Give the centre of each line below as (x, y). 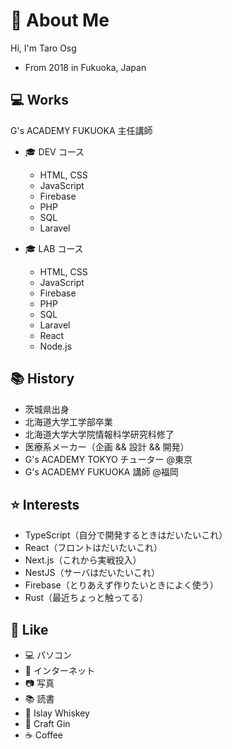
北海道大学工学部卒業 (68, 421)
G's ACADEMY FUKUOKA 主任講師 (81, 130)
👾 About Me (60, 20)
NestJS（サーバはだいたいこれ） (92, 573)
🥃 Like (29, 629)
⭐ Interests (45, 504)
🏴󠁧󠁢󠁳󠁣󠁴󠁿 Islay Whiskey (57, 713)
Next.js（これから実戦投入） (83, 560)
